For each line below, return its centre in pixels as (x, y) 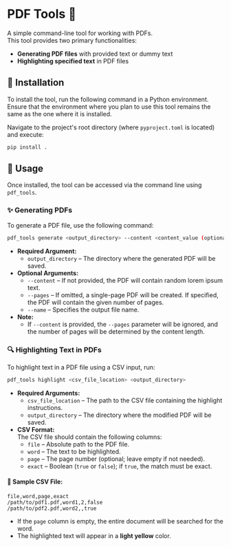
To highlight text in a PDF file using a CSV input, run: (81, 367)
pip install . (27, 147)
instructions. (45, 407)
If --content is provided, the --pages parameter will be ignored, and (123, 324)
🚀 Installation (36, 83)
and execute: (25, 134)
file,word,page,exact (38, 496)
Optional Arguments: (48, 273)
